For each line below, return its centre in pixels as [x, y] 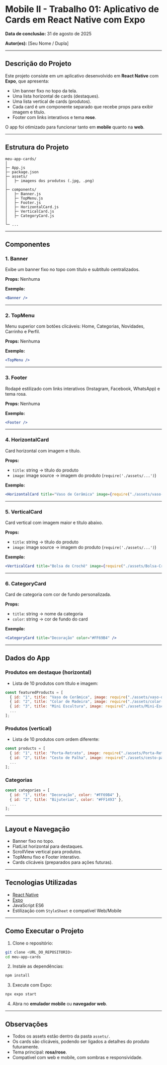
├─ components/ [21, 189]
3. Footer [16, 378]
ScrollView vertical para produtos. [47, 852]
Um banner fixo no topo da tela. [45, 90]
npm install [17, 976]
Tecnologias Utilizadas [41, 883]
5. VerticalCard [24, 512]
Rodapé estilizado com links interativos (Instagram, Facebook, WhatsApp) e [83, 389]
